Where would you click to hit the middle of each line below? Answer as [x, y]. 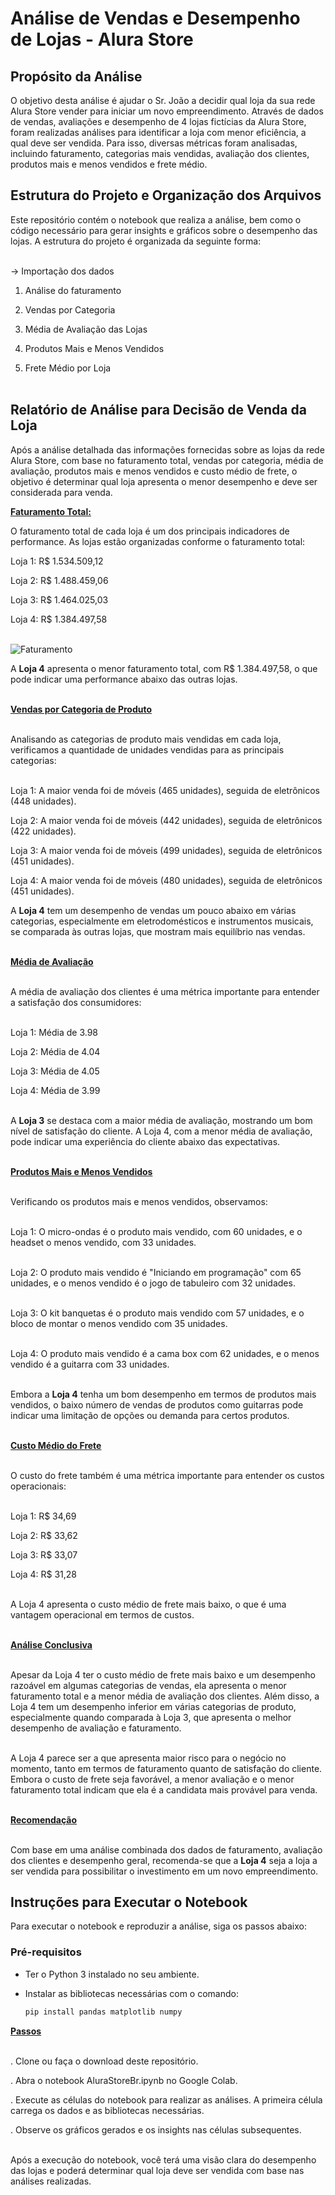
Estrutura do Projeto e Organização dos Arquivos [166, 195]
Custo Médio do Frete [56, 1445]
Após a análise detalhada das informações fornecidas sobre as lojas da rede [167, 449]
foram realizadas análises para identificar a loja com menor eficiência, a [158, 132]
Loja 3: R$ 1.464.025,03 [59, 599]
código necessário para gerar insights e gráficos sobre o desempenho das [164, 230]
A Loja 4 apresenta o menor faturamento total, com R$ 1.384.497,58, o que [164, 668]
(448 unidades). [43, 801]
